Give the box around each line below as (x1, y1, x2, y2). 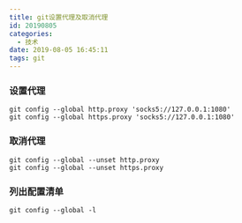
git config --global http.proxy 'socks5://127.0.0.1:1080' (9, 105, 231, 115)
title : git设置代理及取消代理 (9, 12, 109, 22)
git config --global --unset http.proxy (9, 155, 161, 164)
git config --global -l (9, 205, 97, 214)
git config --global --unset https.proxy (9, 163, 164, 172)
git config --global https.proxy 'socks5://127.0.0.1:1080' (9, 113, 236, 122)
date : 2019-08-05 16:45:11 (9, 46, 109, 55)
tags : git (9, 54, 46, 63)
